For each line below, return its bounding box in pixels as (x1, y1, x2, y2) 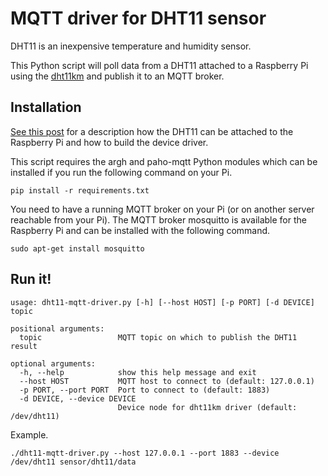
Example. (10, 428, 49, 441)
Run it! (10, 271, 52, 288)
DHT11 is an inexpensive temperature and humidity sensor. (10, 40, 252, 52)
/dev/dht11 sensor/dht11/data (10, 457, 137, 467)
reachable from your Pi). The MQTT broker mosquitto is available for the (10, 213, 307, 226)
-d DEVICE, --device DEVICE (19, 393, 137, 404)
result (10, 341, 38, 351)
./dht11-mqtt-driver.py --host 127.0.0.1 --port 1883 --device (10, 448, 280, 458)
